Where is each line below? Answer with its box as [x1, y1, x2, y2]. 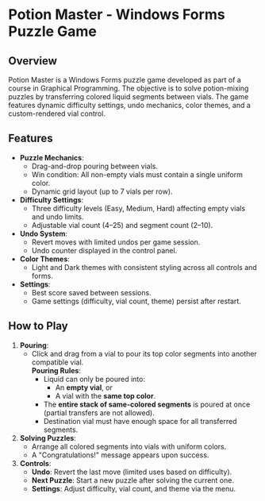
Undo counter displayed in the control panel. [31, 245, 178, 255]
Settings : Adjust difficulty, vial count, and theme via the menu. [31, 484, 236, 493]
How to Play [8, 319, 69, 333]
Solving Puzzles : [19, 433, 77, 442]
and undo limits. [31, 212, 84, 222]
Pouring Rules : [31, 365, 82, 375]
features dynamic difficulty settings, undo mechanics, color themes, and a [8, 101, 252, 110]
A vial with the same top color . [55, 391, 156, 400]
